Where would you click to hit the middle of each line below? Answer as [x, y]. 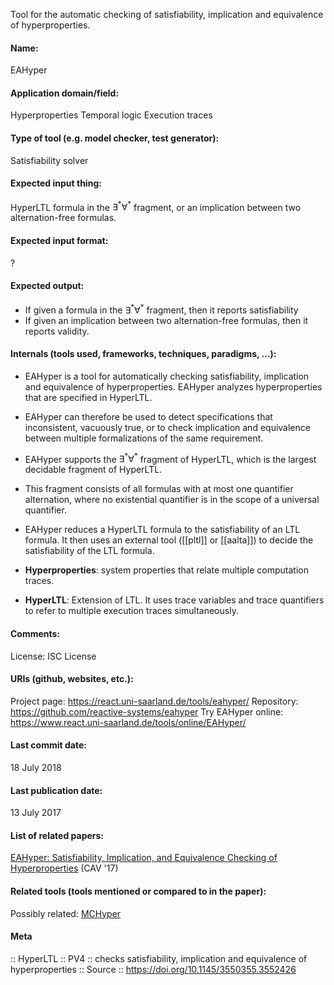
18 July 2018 [36, 767]
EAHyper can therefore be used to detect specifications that [148, 416]
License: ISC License [53, 656]
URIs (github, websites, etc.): [72, 679]
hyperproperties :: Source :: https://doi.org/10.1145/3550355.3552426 [153, 969]
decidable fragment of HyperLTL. [93, 470]
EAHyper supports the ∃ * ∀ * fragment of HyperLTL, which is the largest [170, 458]
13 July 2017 [36, 813]
